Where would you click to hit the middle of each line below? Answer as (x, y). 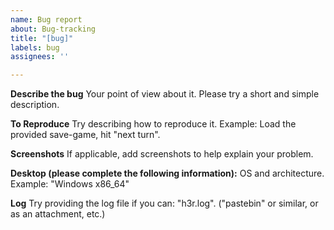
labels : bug (35, 47)
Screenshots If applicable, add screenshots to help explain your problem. (162, 154)
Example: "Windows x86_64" (70, 184)
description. (35, 105)
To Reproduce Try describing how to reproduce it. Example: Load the (153, 124)
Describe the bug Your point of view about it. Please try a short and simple (165, 94)
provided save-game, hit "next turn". (85, 135)
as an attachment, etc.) (58, 214)
